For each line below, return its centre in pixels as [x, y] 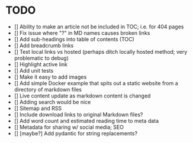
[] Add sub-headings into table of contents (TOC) [74, 39]
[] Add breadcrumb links [44, 45]
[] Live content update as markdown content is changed [82, 96]
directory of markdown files [48, 89]
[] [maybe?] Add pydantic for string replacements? [75, 133]
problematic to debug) [41, 58]
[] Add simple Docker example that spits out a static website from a [96, 83]
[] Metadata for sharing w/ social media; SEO [69, 127]
